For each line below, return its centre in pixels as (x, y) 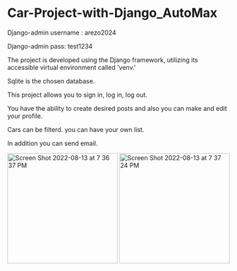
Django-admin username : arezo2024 (62, 32)
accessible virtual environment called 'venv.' (72, 67)
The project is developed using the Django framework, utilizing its (103, 60)
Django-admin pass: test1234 (50, 46)
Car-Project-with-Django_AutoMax (113, 13)
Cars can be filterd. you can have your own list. (76, 129)
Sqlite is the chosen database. (51, 81)
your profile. (25, 116)
